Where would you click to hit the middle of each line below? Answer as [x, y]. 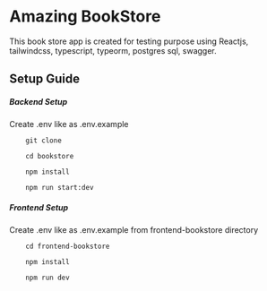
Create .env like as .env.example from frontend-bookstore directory [134, 230]
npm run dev [47, 278]
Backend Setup [39, 101]
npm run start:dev [60, 188]
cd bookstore [50, 157]
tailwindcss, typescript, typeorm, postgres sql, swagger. [113, 50]
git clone [44, 141]
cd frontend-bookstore [68, 247]
